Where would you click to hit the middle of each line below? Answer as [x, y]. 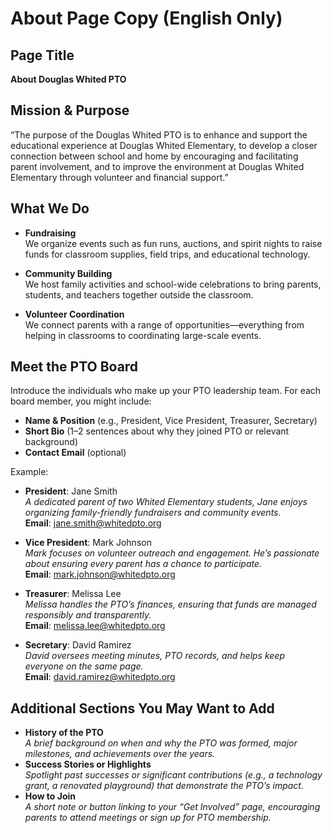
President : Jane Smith [71, 491]
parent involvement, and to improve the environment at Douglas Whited [157, 166]
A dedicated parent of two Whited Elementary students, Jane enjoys [166, 502]
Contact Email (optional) [75, 453]
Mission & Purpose [70, 110]
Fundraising [50, 233]
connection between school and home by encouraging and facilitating [154, 156]
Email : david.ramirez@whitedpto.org [100, 677]
